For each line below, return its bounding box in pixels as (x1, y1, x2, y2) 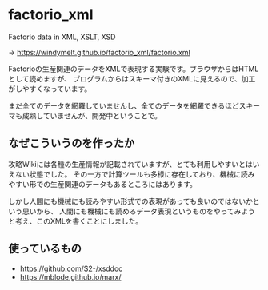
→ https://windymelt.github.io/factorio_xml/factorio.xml (8, 47, 190, 57)
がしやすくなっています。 (8, 84, 92, 93)
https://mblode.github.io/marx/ (19, 272, 122, 281)
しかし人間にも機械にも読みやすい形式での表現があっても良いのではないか (8, 196, 254, 205)
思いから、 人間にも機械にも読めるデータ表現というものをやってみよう (22, 206, 256, 216)
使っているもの (8, 242, 82, 256)
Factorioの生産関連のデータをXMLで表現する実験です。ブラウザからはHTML (8, 64, 259, 73)
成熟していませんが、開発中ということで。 (22, 110, 162, 121)
